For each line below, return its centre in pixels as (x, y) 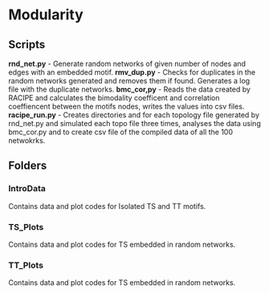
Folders (28, 166)
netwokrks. (27, 141)
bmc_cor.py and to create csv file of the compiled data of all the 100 (121, 132)
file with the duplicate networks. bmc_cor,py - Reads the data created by (130, 89)
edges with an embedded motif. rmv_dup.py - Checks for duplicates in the (132, 72)
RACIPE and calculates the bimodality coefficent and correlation (114, 98)
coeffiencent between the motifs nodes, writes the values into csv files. (126, 106)
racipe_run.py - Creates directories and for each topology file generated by (134, 115)
